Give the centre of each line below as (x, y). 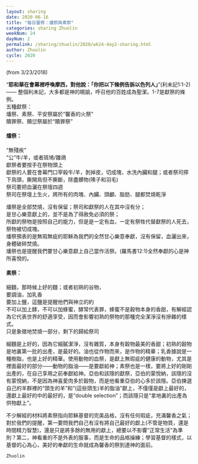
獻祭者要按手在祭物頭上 (34, 164)
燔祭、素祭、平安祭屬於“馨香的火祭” (50, 114)
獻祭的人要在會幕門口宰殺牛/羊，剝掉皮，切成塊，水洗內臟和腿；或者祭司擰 (98, 172)
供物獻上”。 (20, 403)
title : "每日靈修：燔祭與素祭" (40, 22)
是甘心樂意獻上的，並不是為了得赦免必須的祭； (63, 214)
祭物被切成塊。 (24, 229)
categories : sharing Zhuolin (42, 28)
